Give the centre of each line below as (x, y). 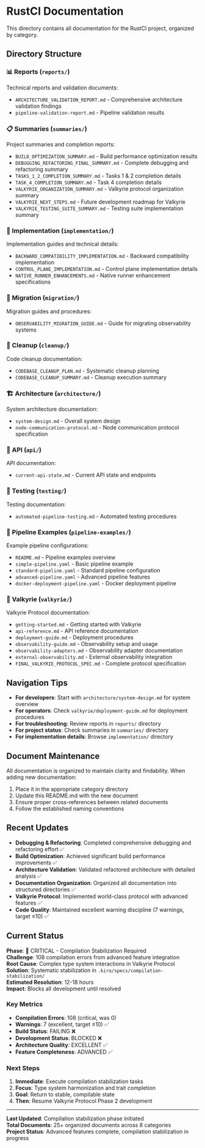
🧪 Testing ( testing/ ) (37, 491)
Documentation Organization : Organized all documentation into (96, 883)
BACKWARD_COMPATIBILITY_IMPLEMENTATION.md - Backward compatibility (102, 256)
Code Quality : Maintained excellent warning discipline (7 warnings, (99, 910)
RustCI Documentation (65, 11)
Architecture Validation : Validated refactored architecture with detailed (105, 869)
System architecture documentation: (52, 409)
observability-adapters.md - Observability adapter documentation (99, 650)
